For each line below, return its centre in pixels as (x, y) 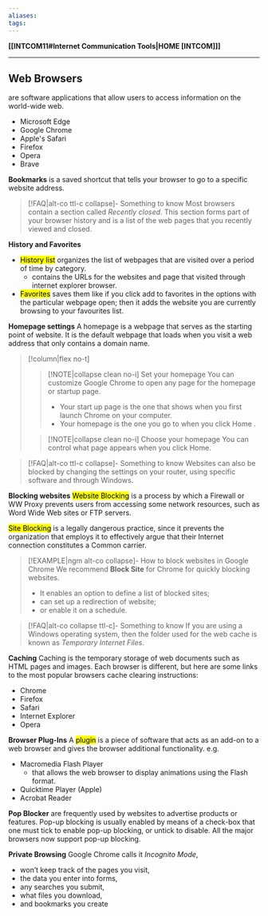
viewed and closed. (60, 229)
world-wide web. (36, 106)
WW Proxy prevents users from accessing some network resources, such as (134, 504)
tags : (17, 23)
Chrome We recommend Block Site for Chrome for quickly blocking (139, 569)
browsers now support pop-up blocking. (75, 839)
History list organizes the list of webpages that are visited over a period (137, 260)
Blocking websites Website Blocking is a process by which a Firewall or (126, 496)
